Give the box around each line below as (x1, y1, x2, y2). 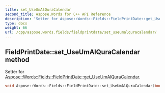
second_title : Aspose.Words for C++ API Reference (5, 12, 111, 17)
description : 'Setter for (5, 16, 58, 21)
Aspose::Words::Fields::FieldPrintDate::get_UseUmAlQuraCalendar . (5, 74, 141, 80)
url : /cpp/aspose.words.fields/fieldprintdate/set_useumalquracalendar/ (5, 30, 157, 35)
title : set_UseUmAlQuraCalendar (5, 7, 71, 12)
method (5, 56, 29, 64)
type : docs (5, 21, 27, 26)
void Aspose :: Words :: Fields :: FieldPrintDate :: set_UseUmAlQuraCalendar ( (5, 83, 155, 88)
